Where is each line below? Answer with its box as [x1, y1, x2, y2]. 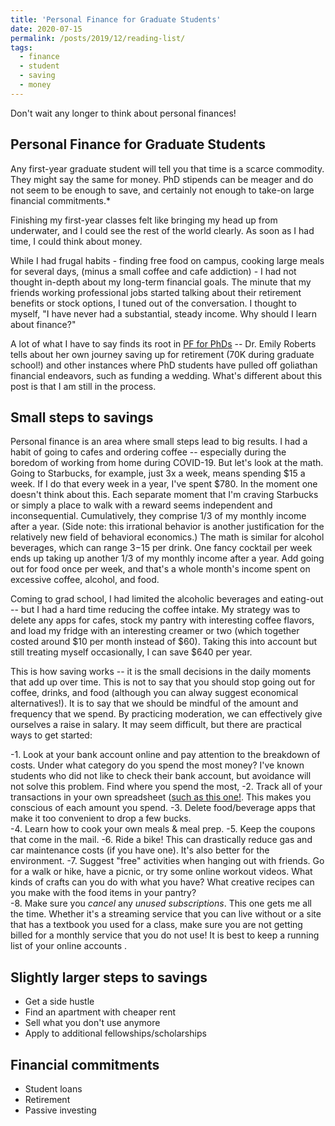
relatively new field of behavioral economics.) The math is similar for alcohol [10, 531, 325, 543]
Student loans [24, 1083, 83, 1095]
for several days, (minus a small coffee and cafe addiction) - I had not [10, 265, 297, 277]
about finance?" [10, 318, 77, 330]
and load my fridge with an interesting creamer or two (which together [10, 625, 300, 637]
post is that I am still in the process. [10, 380, 157, 392]
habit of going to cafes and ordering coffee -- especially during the [10, 446, 287, 458]
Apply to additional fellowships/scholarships [24, 1027, 207, 1040]
